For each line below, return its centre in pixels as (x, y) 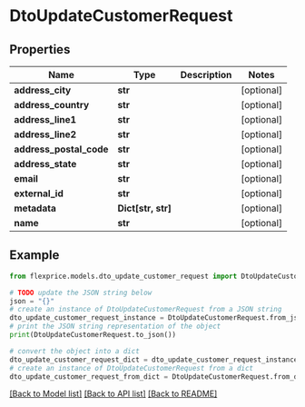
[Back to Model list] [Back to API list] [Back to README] (113, 394)
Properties (40, 50)
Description (206, 75)
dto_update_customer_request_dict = (79, 360)
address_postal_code (61, 149)
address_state (45, 164)
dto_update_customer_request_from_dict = (89, 377)
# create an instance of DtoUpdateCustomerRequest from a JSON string (146, 310)
